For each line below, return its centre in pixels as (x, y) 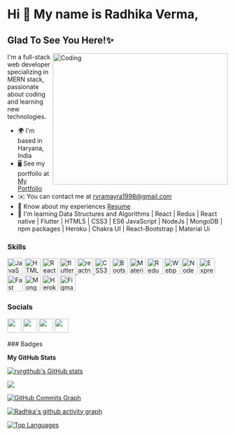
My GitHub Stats (32, 357)
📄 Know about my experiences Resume (74, 206)
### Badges (25, 343)
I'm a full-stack (29, 57)
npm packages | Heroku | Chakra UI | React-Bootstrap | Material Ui (114, 229)
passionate (23, 87)
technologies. (27, 116)
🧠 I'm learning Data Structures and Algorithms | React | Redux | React (117, 214)
